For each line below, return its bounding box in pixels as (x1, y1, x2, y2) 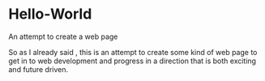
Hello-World (8, 5, 92, 23)
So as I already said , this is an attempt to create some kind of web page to (8, 47, 258, 57)
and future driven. (8, 64, 69, 74)
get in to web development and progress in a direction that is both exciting (8, 56, 257, 66)
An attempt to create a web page (8, 32, 118, 41)
